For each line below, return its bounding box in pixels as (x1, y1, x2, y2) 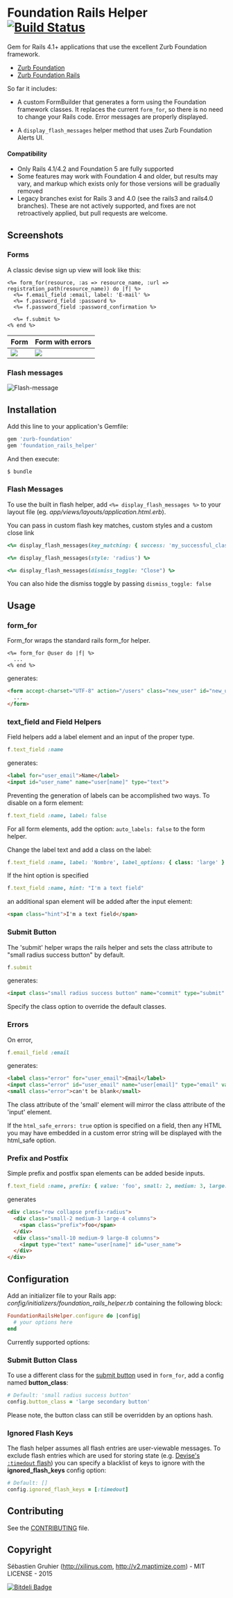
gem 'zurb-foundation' (7, 436, 73, 443)
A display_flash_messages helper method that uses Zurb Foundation (17, 126, 213, 134)
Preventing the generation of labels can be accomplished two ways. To (7, 791, 210, 800)
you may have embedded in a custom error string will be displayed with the (7, 1129, 222, 1137)
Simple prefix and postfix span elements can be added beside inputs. (7, 1169, 205, 1178)
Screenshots (7, 229, 64, 241)
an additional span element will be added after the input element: (7, 898, 193, 906)
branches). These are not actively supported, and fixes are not (17, 201, 196, 210)
